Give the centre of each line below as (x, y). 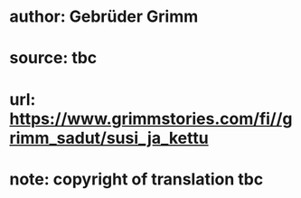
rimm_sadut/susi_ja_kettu (109, 138)
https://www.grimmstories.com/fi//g (151, 118)
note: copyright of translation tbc (136, 179)
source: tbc (53, 58)
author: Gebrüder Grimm (104, 17)
